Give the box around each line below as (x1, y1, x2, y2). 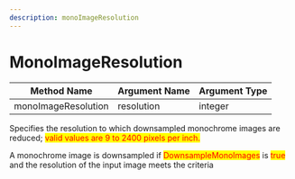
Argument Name (117, 85, 191, 97)
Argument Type (198, 85, 268, 97)
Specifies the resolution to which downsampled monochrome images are (9, 122, 281, 133)
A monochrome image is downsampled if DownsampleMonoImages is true (9, 149, 286, 160)
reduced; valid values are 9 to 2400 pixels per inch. (9, 132, 201, 143)
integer (198, 100, 229, 112)
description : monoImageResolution (9, 13, 140, 22)
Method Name (30, 85, 93, 97)
